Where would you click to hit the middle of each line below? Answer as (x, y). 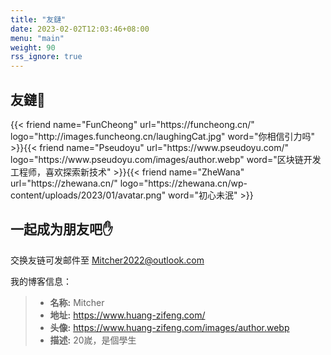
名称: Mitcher (77, 302)
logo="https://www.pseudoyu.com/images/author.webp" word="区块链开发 (166, 159)
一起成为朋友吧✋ (62, 229)
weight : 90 (33, 47)
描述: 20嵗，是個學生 (93, 340)
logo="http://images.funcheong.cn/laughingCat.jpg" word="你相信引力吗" (163, 136)
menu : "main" (37, 38)
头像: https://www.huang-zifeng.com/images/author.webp (169, 327)
